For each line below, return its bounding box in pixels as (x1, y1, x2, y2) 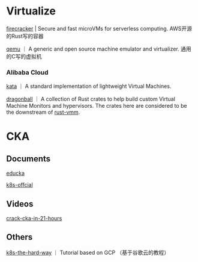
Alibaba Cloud (6, 68, 49, 76)
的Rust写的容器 (6, 32, 44, 40)
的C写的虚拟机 (6, 52, 42, 60)
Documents (6, 154, 51, 164)
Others (6, 232, 33, 242)
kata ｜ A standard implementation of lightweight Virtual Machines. (6, 83, 172, 90)
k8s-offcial (6, 181, 33, 189)
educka (6, 170, 25, 177)
